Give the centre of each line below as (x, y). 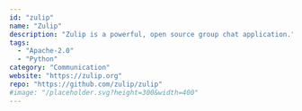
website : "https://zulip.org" (66, 76)
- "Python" (38, 59)
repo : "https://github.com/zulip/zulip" (86, 84)
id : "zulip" (31, 17)
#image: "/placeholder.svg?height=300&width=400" (104, 92)
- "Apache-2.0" (46, 51)
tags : (19, 43)
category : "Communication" (60, 68)
